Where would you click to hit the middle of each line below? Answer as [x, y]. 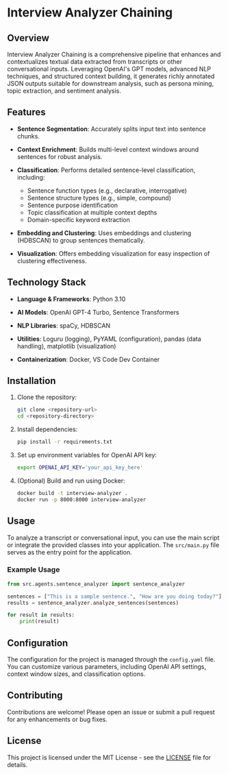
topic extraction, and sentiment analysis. [64, 91]
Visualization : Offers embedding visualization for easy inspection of [113, 253]
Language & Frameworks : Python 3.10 [71, 299]
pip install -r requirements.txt [65, 442]
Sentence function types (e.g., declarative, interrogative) [107, 191]
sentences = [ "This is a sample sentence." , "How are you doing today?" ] [115, 596]
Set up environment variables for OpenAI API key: [87, 455]
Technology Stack [47, 282]
